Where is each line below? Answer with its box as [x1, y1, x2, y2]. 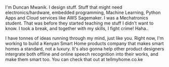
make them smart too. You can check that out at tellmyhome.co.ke [5, 56, 143, 62]
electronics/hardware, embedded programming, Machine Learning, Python [5, 9, 161, 15]
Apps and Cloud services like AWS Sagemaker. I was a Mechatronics [5, 15, 148, 20]
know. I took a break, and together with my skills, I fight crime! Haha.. [5, 25, 149, 31]
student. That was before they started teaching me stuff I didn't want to [5, 20, 154, 26]
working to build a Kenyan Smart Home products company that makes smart [5, 40, 164, 46]
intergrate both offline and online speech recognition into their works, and [5, 51, 158, 57]
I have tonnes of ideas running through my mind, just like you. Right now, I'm [5, 35, 164, 41]
